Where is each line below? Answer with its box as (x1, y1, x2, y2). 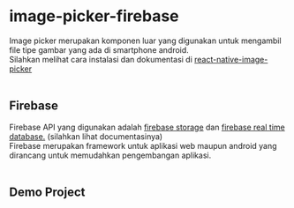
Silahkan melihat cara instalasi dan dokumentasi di (9, 54, 192, 64)
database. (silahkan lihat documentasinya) (9, 130, 163, 142)
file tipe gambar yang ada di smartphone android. (9, 44, 190, 55)
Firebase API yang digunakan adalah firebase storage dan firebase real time (9, 122, 285, 132)
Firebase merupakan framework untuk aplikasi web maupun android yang (9, 140, 277, 151)
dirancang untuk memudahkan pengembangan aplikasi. (9, 150, 212, 160)
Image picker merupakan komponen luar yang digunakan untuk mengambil (9, 35, 282, 46)
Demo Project (9, 185, 86, 200)
